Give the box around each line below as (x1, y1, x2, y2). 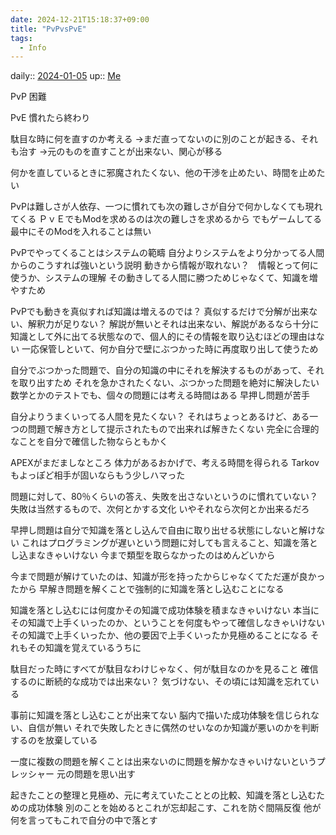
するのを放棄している (10, 734, 98, 746)
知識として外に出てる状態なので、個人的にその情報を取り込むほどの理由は (10, 331, 317, 343)
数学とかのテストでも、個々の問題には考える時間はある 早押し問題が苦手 (10, 389, 311, 401)
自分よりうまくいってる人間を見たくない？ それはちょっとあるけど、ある (10, 411, 310, 423)
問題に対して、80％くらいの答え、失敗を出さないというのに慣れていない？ (10, 491, 318, 503)
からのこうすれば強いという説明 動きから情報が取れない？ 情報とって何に (10, 259, 319, 271)
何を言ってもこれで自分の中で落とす (10, 814, 158, 826)
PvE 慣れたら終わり (10, 112, 91, 124)
